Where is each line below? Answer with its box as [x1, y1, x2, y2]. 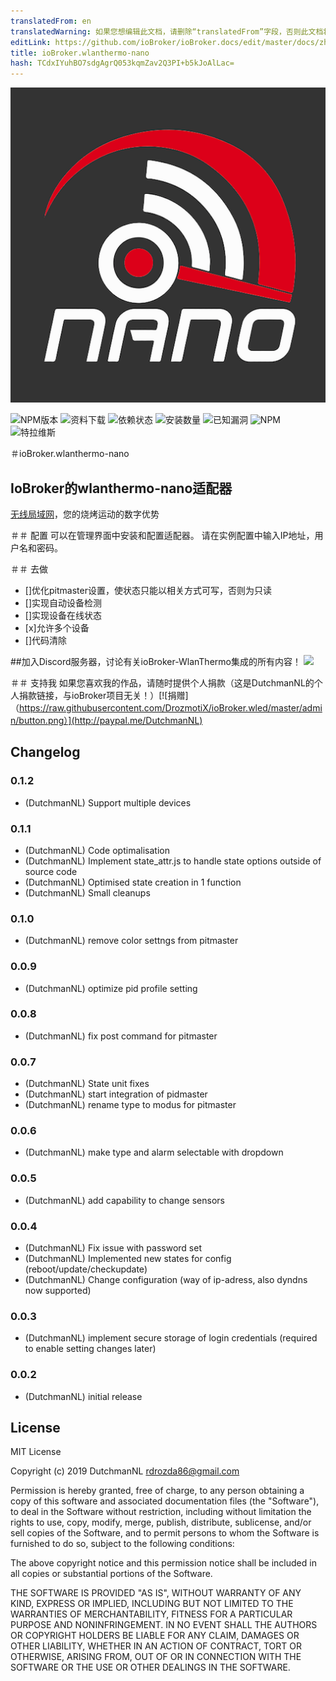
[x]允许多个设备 [24, 621, 90, 634]
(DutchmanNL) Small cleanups [24, 886, 151, 899]
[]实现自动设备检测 [24, 596, 103, 609]
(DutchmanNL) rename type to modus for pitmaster [24, 1099, 237, 1111]
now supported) [24, 1285, 92, 1296]
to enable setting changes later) [24, 1343, 157, 1355]
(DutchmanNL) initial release [24, 1390, 143, 1402]
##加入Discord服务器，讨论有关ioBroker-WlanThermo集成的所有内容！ [10, 655, 302, 667]
